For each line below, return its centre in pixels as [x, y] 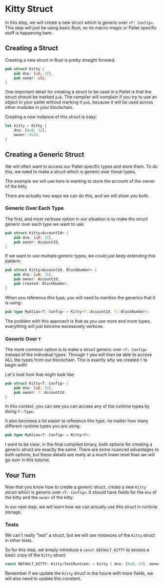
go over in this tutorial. [28, 460]
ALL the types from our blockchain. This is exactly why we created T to [76, 360]
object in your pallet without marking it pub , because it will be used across [79, 102]
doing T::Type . [20, 411]
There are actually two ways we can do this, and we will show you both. [77, 196]
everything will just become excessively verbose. [54, 326]
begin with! [16, 365]
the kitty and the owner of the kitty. [40, 497]
